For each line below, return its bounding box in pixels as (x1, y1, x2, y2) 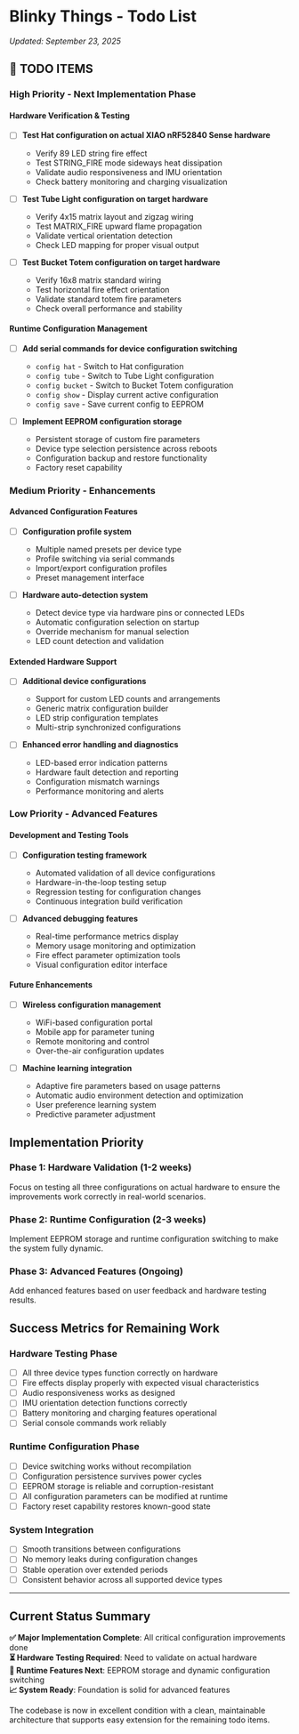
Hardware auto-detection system (21, 590, 149, 601)
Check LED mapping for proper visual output (35, 239, 199, 250)
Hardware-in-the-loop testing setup (35, 876, 167, 887)
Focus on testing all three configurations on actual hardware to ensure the (9, 1182, 280, 1192)
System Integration (9, 1524, 94, 1536)
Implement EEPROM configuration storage (21, 415, 182, 426)
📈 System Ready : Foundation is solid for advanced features (9, 1684, 230, 1696)
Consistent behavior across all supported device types (21, 1574, 222, 1585)
